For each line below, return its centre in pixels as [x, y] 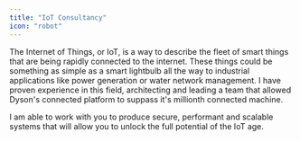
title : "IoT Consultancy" [58, 18]
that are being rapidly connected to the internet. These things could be [141, 61]
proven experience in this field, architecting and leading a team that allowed [150, 90]
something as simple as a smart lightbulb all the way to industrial [130, 70]
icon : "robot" [36, 26]
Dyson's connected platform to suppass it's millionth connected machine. [146, 99]
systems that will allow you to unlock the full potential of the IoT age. [137, 126]
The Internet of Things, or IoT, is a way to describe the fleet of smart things [149, 51]
